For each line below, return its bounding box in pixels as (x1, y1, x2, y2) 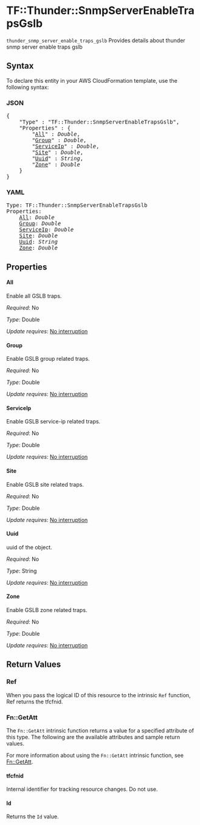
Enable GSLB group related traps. (6, 355, 90, 363)
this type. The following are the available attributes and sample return (6, 733, 181, 740)
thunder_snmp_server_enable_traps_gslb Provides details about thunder (6, 37, 185, 44)
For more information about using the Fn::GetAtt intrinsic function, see (6, 751, 184, 759)
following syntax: (6, 83, 49, 91)
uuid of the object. (6, 543, 53, 551)
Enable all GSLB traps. (6, 292, 62, 299)
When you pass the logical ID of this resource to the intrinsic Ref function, (6, 691, 191, 698)
